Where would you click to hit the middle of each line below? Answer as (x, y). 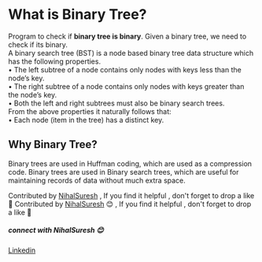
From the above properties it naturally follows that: (90, 111)
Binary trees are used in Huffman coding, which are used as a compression (130, 164)
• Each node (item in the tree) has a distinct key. (86, 120)
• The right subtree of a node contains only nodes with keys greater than (126, 86)
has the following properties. (54, 61)
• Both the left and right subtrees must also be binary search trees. (116, 103)
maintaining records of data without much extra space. (97, 180)
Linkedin (22, 250)
